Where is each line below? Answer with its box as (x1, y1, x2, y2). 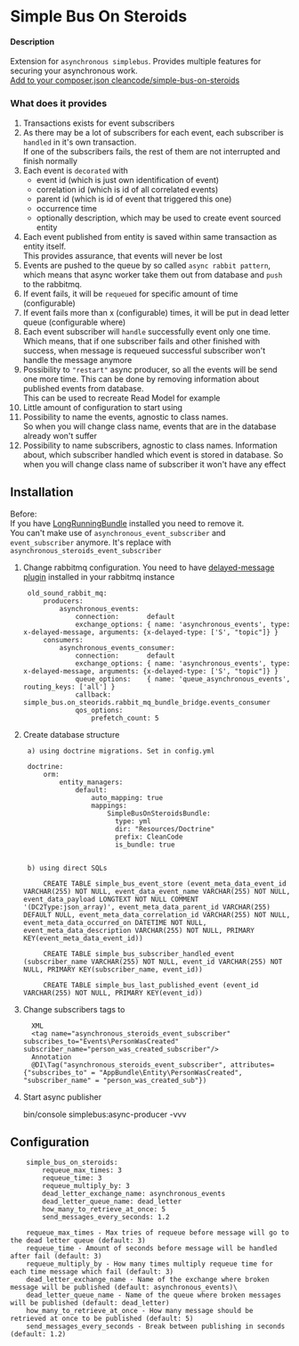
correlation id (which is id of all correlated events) (36, 184, 219, 194)
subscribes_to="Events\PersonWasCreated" (22, 1036, 179, 1045)
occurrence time (36, 202, 97, 213)
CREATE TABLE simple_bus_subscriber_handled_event (43, 949, 235, 958)
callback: (75, 690, 112, 699)
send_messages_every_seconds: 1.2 (42, 1213, 170, 1222)
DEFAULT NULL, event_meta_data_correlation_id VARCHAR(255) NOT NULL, (22, 910, 291, 920)
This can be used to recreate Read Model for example (22, 392, 221, 403)
